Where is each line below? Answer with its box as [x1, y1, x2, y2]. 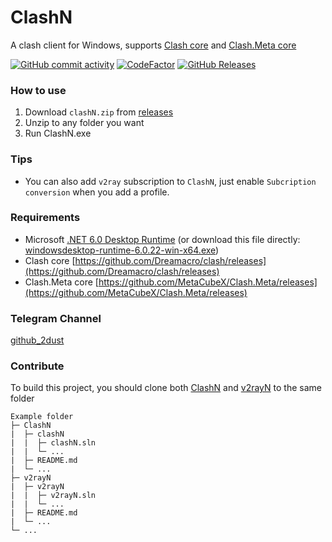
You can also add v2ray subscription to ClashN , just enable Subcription [24, 175, 317, 187]
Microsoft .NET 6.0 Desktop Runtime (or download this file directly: [24, 233, 301, 245]
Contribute [10, 359, 65, 373]
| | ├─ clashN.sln [10, 438, 97, 448]
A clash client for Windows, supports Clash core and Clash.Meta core [10, 39, 297, 51]
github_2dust [10, 334, 65, 346]
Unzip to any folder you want [24, 117, 145, 129]
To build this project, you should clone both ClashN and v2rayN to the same [10, 382, 322, 394]
